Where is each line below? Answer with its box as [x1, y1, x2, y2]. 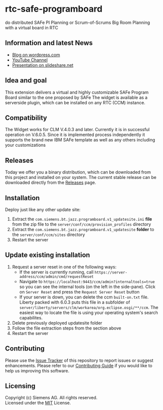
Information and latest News [5, 39, 93, 47]
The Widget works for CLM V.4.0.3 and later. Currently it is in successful [5, 127, 150, 133]
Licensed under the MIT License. [5, 400, 71, 406]
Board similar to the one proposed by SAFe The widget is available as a [5, 94, 147, 100]
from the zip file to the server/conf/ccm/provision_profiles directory [12, 221, 151, 227]
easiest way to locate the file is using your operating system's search [19, 310, 158, 315]
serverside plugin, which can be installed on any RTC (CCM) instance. [5, 99, 145, 105]
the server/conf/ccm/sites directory [12, 232, 85, 237]
